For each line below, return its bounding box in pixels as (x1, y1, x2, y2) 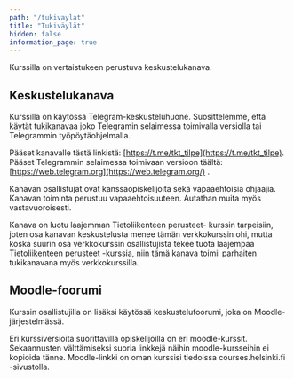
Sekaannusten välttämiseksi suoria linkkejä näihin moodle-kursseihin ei (9, 343, 269, 353)
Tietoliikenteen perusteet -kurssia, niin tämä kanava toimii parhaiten (9, 248, 258, 258)
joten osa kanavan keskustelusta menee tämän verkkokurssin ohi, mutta (9, 229, 273, 240)
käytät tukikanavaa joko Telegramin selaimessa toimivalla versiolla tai (9, 121, 262, 131)
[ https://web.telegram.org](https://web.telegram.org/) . (9, 166, 211, 178)
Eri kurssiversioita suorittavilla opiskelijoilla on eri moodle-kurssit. (9, 333, 249, 343)
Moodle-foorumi (9, 283, 102, 298)
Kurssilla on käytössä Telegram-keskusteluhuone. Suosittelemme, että (9, 112, 266, 122)
